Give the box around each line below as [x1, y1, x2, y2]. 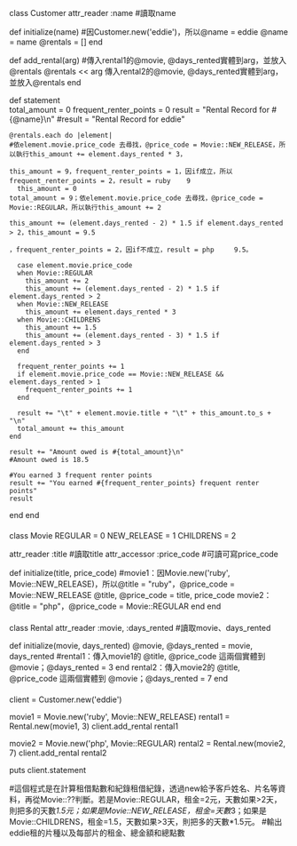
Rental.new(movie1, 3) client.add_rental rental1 [9, 721, 179, 731]
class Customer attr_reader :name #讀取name [9, 8, 176, 18]
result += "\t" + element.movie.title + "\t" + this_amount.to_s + [17, 409, 272, 418]
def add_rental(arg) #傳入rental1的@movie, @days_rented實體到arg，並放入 [9, 55, 286, 65]
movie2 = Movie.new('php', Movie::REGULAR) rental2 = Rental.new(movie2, [9, 738, 286, 748]
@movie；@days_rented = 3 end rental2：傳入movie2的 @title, [9, 662, 241, 673]
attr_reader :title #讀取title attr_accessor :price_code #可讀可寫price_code [9, 548, 279, 559]
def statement [9, 95, 60, 105]
